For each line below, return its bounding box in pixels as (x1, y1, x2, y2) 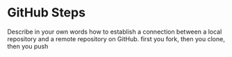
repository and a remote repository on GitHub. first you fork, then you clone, (7, 34, 226, 43)
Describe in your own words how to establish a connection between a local (7, 27, 222, 36)
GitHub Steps (7, 5, 85, 21)
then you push (7, 42, 49, 50)
